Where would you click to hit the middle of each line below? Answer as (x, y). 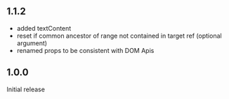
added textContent (44, 28)
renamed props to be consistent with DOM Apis (85, 50)
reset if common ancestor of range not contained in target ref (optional (119, 36)
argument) (32, 43)
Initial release (26, 89)
